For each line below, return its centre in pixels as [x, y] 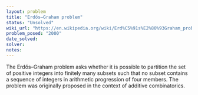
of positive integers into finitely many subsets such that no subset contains [97, 73]
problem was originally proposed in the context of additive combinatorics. [96, 86]
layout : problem [26, 12]
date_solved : [22, 39]
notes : [14, 50]
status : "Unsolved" [30, 22]
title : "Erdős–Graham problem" [44, 17]
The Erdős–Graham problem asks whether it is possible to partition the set [96, 67]
